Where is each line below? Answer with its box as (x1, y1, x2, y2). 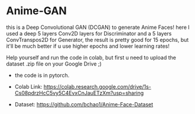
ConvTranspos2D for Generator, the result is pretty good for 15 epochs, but (6, 36, 189, 43)
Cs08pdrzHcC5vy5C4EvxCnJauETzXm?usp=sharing (14, 89, 144, 96)
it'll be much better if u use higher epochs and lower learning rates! (6, 43, 170, 50)
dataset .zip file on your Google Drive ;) (6, 60, 102, 67)
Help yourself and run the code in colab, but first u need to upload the (6, 54, 176, 61)
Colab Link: (14, 83, 43, 90)
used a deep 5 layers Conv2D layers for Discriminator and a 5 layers (6, 30, 172, 37)
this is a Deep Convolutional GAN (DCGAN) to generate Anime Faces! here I (6, 24, 190, 31)
